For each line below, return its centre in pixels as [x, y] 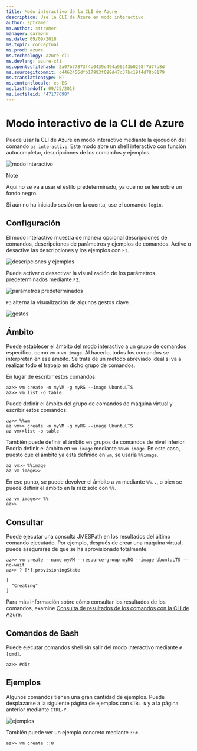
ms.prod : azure [25, 50]
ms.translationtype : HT [35, 78]
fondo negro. [22, 193]
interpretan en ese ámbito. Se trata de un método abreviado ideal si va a [94, 359]
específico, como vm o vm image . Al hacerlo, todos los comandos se [88, 353]
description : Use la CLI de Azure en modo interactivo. [76, 17]
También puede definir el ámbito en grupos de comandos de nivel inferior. [96, 442]
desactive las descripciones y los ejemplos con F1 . [68, 250]
